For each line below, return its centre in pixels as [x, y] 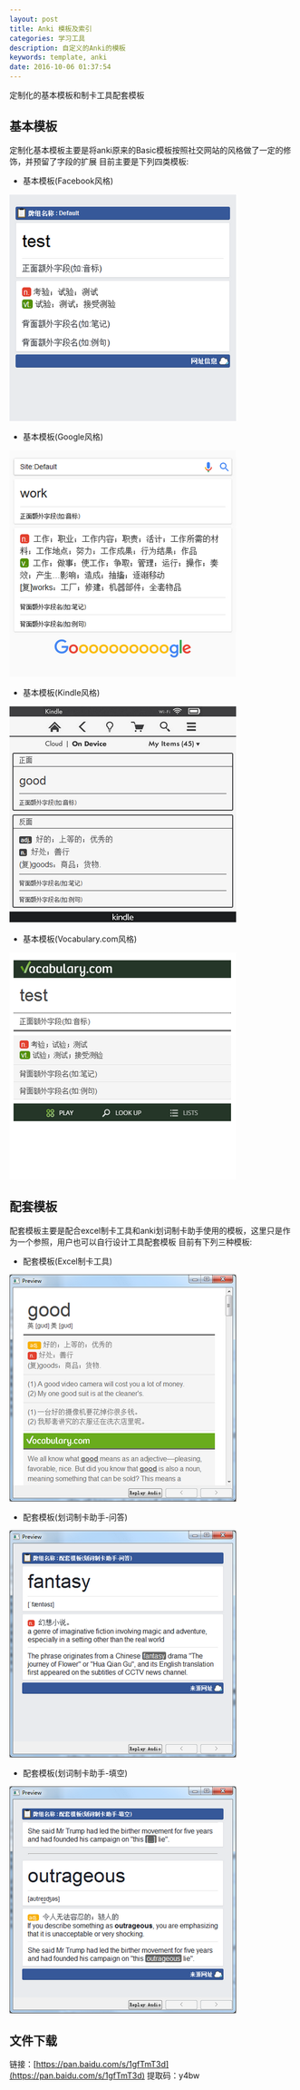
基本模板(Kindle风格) [61, 692]
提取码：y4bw [173, 2075]
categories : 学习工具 [48, 38]
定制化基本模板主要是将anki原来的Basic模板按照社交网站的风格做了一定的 [146, 150]
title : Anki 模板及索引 [51, 29]
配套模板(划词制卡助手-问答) [75, 1517]
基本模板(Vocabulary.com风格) [80, 939]
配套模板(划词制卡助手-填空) [75, 1773]
